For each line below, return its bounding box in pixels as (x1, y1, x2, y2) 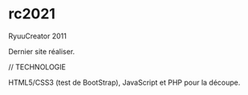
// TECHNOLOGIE (8, 61, 67, 72)
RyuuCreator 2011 (8, 31, 67, 41)
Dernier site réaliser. (8, 46, 75, 56)
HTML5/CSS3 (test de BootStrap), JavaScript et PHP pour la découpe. (8, 77, 241, 87)
